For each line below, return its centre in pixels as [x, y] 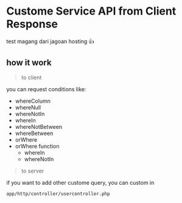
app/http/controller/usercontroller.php [58, 194]
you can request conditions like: [46, 89]
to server [33, 171]
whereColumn [33, 101]
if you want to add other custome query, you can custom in [80, 182]
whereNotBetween [39, 126]
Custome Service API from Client [91, 11]
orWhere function [37, 146]
